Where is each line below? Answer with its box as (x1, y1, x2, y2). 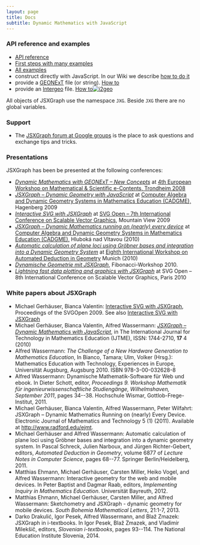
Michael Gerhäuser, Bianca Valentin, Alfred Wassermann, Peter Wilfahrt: (14, 404, 193, 411)
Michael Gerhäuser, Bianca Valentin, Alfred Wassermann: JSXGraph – (14, 321, 187, 329)
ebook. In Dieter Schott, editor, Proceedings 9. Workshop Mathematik (14, 379, 187, 386)
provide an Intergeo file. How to (14, 85, 93, 92)
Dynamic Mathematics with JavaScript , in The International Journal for (14, 328, 190, 335)
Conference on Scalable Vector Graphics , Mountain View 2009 (14, 216, 171, 224)
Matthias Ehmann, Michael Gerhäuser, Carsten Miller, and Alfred (14, 493, 174, 501)
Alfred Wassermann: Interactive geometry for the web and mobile (14, 474, 177, 481)
